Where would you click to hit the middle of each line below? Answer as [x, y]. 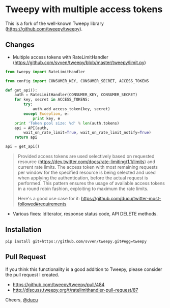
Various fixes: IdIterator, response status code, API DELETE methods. [85, 214]
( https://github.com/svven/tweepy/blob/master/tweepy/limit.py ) [79, 63]
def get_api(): [21, 90]
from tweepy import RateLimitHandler [45, 72]
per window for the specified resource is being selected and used [87, 172]
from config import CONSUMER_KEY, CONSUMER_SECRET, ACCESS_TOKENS [77, 81]
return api [26, 137]
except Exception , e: [47, 114]
